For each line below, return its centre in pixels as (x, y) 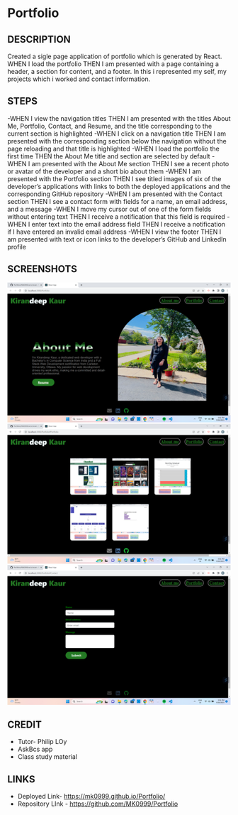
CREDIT (25, 725)
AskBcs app (35, 749)
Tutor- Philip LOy (42, 742)
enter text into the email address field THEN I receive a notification (128, 224)
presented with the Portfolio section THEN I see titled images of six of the (114, 178)
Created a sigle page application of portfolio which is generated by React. (115, 56)
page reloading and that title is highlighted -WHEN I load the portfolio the (113, 149)
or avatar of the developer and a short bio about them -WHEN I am (104, 171)
